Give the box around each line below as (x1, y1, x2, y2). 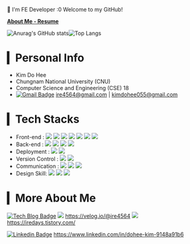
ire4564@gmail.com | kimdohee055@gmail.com (55, 91, 178, 98)
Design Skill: (15, 169, 48, 177)
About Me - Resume (7, 18, 59, 25)
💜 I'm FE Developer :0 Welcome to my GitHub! (7, 6, 123, 13)
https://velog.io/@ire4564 (65, 212, 131, 219)
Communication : (15, 162, 59, 170)
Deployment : (15, 148, 50, 155)
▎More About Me (7, 191, 96, 205)
